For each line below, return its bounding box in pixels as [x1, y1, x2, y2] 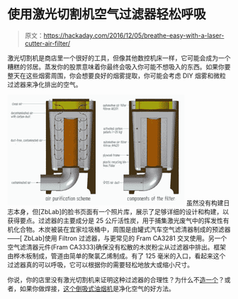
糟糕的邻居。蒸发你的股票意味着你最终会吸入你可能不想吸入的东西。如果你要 [7, 62, 231, 71]
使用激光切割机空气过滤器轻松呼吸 [7, 6, 207, 23]
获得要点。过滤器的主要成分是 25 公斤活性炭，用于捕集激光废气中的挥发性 [7, 216, 223, 225]
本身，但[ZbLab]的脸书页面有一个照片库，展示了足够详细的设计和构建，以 [13, 207, 229, 216]
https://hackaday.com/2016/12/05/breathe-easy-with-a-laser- [43, 31, 225, 40]
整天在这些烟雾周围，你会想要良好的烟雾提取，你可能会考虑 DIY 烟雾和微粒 [7, 71, 227, 80]
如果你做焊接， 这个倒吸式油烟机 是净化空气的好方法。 [19, 284, 175, 293]
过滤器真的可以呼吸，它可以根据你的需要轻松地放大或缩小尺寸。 [7, 260, 193, 269]
